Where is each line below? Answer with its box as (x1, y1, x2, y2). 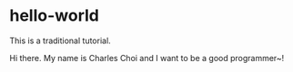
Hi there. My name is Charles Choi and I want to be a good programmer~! (9, 52, 285, 63)
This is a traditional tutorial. (9, 35, 111, 46)
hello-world (9, 5, 100, 26)
